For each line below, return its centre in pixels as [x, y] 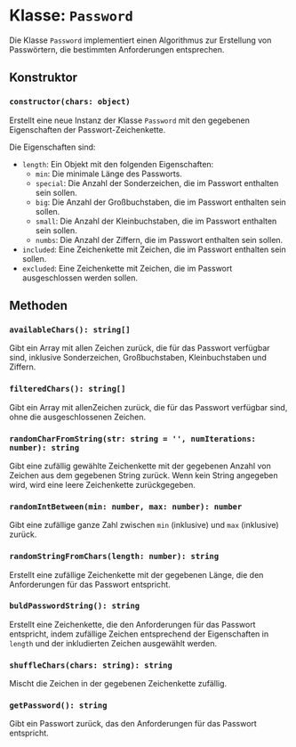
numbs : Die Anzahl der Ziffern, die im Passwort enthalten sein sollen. [159, 240]
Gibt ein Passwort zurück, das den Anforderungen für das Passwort [133, 724]
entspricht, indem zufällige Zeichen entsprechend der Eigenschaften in [139, 634]
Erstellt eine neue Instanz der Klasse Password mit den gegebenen [130, 120]
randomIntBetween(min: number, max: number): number [126, 507]
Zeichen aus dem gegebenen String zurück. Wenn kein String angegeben [144, 475]
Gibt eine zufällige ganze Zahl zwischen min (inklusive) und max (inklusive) [144, 525]
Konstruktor [44, 78]
